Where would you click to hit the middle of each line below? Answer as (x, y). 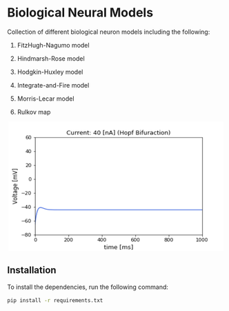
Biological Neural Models (80, 13)
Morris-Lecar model (46, 99)
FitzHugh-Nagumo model (53, 45)
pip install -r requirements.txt (55, 300)
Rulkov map (34, 112)
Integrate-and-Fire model (53, 85)
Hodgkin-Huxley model (50, 72)
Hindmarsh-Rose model (51, 58)
